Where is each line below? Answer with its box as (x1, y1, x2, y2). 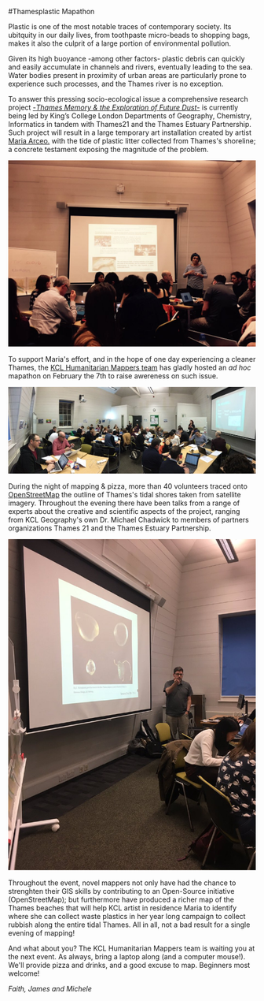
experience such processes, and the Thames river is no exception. (8, 79, 224, 88)
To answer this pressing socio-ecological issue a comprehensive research (8, 95, 249, 103)
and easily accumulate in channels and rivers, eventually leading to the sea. (8, 62, 253, 72)
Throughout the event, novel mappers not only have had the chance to (8, 878, 236, 888)
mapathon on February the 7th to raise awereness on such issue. (8, 371, 218, 381)
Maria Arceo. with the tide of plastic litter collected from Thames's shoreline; (8, 136, 256, 145)
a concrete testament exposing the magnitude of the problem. (8, 145, 209, 154)
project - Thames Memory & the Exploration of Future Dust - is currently (8, 102, 239, 112)
